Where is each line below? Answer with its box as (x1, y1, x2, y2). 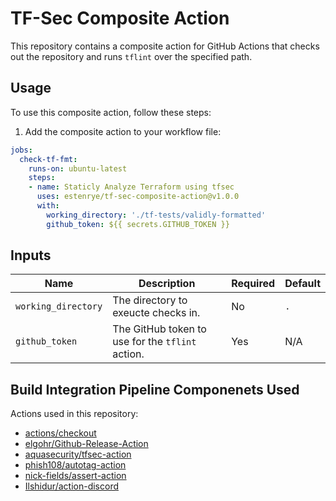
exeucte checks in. (112, 306, 201, 320)
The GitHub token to (112, 322, 207, 336)
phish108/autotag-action (24, 459, 127, 471)
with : (36, 201, 60, 211)
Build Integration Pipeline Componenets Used (10, 381, 300, 398)
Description (138, 277, 196, 291)
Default (284, 277, 321, 291)
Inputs (10, 247, 52, 264)
